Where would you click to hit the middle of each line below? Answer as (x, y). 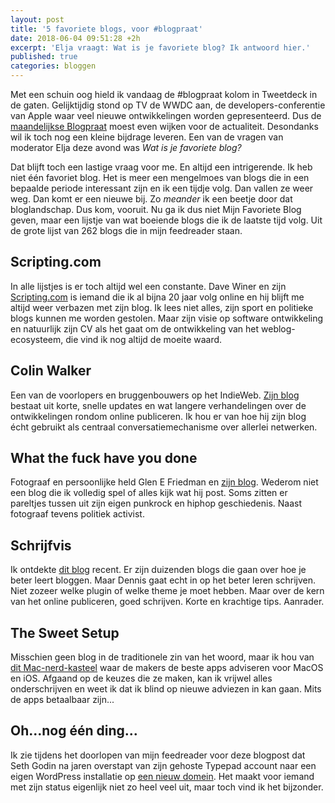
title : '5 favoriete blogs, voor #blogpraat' (106, 29)
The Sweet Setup (65, 632)
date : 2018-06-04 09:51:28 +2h (75, 38)
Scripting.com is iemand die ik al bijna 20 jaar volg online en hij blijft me (157, 297)
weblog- (278, 328)
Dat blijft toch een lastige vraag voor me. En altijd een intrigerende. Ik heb (161, 167)
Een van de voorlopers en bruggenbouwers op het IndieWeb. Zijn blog (155, 395)
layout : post (37, 19)
